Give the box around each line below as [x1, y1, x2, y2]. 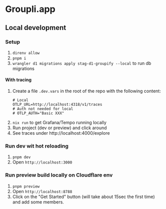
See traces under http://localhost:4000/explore [12, 130, 110, 136]
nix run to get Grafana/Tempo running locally [12, 120, 106, 126]
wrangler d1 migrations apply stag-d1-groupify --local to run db [12, 60, 151, 66]
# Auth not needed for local [12, 106, 73, 112]
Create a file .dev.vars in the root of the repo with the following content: [12, 88, 161, 94]
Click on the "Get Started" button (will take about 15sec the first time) [12, 194, 155, 200]
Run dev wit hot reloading [5, 143, 69, 149]
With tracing [5, 77, 31, 83]
